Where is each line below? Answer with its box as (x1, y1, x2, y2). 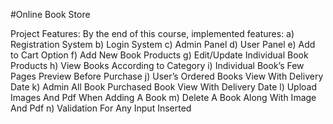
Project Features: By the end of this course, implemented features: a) (10, 28, 295, 39)
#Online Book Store (10, 9, 91, 20)
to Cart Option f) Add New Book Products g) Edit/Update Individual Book (10, 49, 309, 61)
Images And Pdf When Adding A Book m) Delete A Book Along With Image (10, 92, 317, 103)
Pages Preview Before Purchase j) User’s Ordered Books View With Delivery (10, 70, 324, 82)
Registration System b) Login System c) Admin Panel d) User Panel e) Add (10, 39, 316, 50)
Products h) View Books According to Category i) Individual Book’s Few (10, 60, 305, 71)
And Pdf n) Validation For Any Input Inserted (10, 102, 192, 114)
